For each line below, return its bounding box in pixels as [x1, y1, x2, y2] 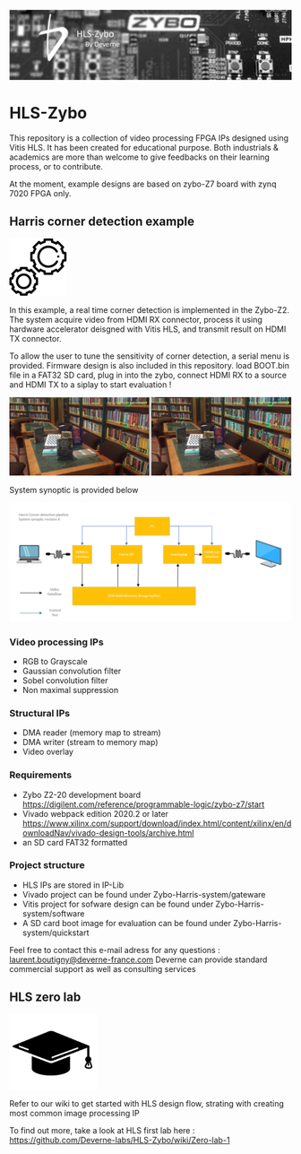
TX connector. [9, 333, 62, 343]
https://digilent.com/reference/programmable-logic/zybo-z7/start [21, 799, 265, 810]
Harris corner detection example [9, 214, 195, 230]
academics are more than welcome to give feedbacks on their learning [9, 152, 271, 162]
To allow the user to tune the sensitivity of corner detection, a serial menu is [9, 351, 289, 361]
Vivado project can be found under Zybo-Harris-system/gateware [21, 889, 266, 899]
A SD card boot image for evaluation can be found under [21, 917, 231, 928]
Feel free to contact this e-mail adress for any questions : [9, 944, 221, 955]
